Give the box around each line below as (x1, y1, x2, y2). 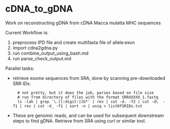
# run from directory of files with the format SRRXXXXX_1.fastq (17, 95, 158, 100)
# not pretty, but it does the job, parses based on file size (17, 90, 154, 95)
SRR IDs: (12, 80, 31, 87)
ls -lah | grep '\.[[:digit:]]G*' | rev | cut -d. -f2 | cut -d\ (17, 99, 158, 104)
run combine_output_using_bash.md (12, 50, 89, 56)
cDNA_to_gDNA (5, 3, 73, 15)
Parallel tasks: (5, 65, 35, 71)
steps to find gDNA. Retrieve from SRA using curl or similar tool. (12, 117, 146, 124)
